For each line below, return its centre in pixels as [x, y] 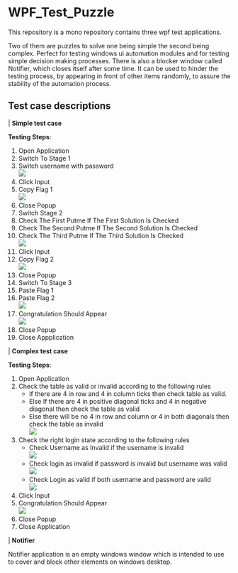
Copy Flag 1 [35, 189]
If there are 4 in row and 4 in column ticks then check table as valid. [128, 393]
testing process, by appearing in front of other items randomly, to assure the [119, 76]
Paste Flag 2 [36, 298]
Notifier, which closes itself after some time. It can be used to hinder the [113, 68]
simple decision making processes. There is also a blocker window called [115, 60]
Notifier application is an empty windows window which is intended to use [116, 554]
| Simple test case [35, 123]
